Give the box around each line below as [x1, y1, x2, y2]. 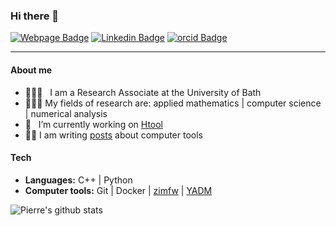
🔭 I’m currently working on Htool [24, 118, 163, 130]
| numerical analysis [24, 107, 108, 119]
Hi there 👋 [10, 9, 60, 23]
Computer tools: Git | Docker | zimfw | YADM [24, 184, 213, 196]
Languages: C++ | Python [24, 174, 133, 186]
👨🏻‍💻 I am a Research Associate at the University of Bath [24, 86, 262, 98]
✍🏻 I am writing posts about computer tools [24, 129, 203, 141]
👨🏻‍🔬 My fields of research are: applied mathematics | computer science [24, 97, 322, 109]
